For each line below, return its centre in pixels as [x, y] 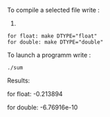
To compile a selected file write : [54, 10]
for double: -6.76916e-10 [43, 107]
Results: [19, 80]
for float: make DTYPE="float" [52, 36]
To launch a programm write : [49, 55]
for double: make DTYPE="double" [55, 42]
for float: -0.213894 [35, 94]
